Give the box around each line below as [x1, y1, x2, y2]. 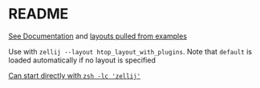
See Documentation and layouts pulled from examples [8, 31, 187, 41]
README [8, 5, 69, 23]
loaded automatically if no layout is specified [8, 55, 156, 65]
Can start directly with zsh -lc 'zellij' [8, 70, 141, 80]
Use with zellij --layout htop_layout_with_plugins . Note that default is [8, 46, 253, 56]
